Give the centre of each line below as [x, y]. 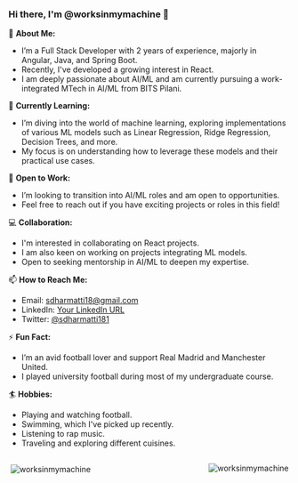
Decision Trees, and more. [69, 142]
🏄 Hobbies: [30, 394]
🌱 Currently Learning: [49, 106]
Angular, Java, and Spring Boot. [79, 60]
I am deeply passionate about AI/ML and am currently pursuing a [140, 79]
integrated [40, 89]
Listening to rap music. [63, 434]
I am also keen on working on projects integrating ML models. [134, 253]
